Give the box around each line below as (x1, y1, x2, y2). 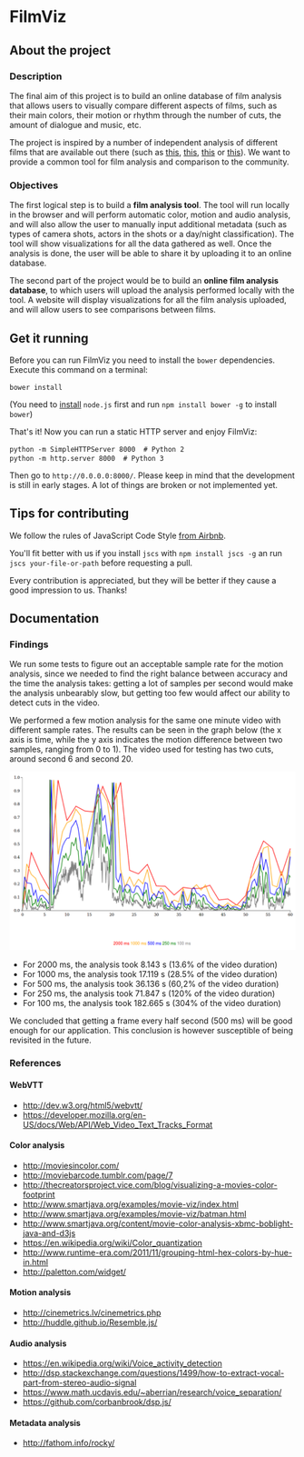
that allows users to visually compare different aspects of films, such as (9, 100, 278, 111)
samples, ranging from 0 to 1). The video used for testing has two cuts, (9, 743, 274, 755)
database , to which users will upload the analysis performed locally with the (9, 284, 295, 296)
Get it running (9, 330, 89, 346)
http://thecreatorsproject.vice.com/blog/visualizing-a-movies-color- (22, 1179, 279, 1190)
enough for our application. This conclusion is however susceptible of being (9, 1024, 293, 1035)
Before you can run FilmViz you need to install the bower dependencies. (9, 354, 275, 365)
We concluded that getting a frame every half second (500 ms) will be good (9, 1015, 293, 1026)
